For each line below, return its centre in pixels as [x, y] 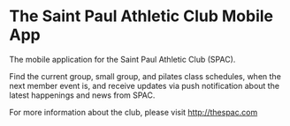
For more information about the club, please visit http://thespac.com [134, 112]
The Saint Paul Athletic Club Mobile [141, 16]
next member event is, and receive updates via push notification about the [145, 85]
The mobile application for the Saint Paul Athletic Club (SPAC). [122, 59]
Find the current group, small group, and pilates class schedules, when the [145, 76]
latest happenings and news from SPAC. [82, 95]
